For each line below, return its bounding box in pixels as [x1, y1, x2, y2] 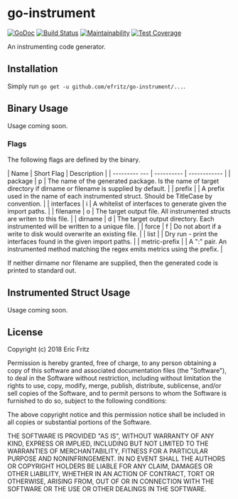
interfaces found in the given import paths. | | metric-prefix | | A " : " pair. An [7, 237, 227, 246]
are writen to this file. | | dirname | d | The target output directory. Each [7, 214, 215, 223]
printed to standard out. [7, 266, 77, 275]
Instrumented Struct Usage [7, 287, 131, 299]
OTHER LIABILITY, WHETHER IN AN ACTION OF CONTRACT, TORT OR [7, 470, 215, 478]
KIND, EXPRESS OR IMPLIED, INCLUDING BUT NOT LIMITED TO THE [7, 439, 209, 448]
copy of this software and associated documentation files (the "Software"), [7, 367, 227, 375]
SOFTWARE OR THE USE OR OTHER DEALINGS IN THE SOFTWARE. [7, 485, 207, 493]
